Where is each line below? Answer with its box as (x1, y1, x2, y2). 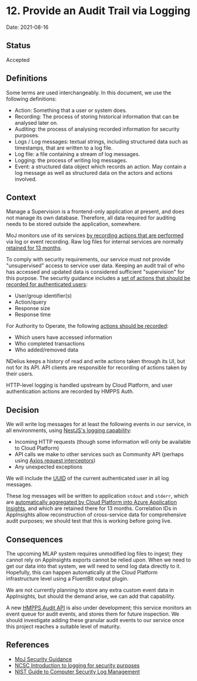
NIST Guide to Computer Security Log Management (14, 668, 140, 675)
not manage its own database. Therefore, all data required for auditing (6, 214, 176, 221)
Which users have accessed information (14, 334, 113, 341)
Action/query (14, 298, 47, 305)
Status (6, 41, 31, 51)
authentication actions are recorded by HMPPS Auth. (6, 388, 134, 395)
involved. (14, 175, 37, 182)
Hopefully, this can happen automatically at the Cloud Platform (6, 569, 158, 576)
